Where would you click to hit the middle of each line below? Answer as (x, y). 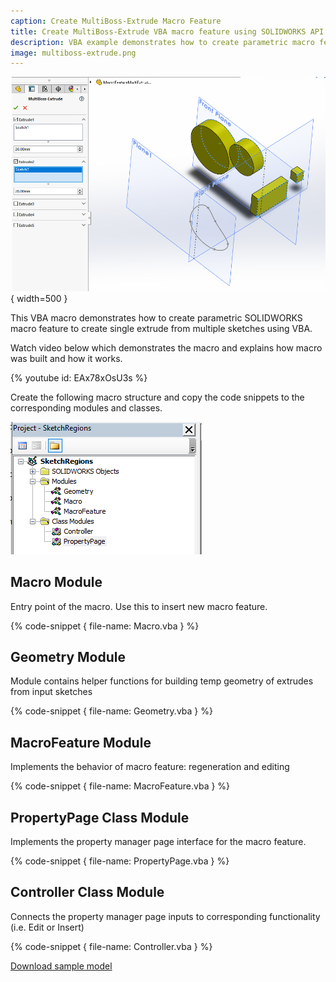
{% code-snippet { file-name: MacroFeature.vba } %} (120, 786)
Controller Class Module (87, 892)
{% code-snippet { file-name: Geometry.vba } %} (111, 711)
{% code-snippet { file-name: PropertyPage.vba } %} (120, 861)
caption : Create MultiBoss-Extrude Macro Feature (116, 21)
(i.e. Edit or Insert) (47, 927)
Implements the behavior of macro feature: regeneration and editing (150, 767)
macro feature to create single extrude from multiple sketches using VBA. (161, 328)
